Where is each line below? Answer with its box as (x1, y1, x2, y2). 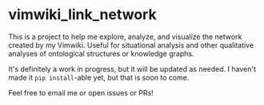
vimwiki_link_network (8, 6, 158, 24)
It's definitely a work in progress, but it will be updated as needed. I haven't (8, 64, 256, 73)
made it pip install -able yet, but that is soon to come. (8, 72, 190, 82)
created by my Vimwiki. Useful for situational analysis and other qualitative (8, 40, 254, 49)
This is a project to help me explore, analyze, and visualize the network (8, 32, 242, 41)
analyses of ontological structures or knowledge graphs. (8, 49, 194, 58)
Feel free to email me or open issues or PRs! (8, 87, 154, 97)
